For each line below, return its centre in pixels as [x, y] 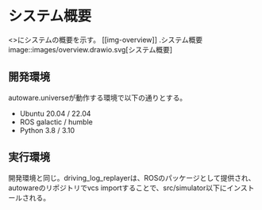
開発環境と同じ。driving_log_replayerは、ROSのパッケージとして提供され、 [132, 178]
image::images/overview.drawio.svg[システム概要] [91, 49]
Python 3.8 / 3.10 [47, 130]
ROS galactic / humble [56, 122]
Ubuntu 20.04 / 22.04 [55, 113]
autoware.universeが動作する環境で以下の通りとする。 [98, 97]
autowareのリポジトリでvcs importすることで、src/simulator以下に [118, 188]
